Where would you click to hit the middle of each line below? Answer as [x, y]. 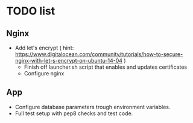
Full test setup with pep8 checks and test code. [74, 113]
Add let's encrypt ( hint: [44, 48]
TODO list [31, 11]
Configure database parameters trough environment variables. [93, 107]
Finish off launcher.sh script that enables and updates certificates [106, 67]
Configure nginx [44, 73]
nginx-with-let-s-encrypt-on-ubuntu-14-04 [68, 61]
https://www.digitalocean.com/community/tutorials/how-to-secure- [99, 54]
